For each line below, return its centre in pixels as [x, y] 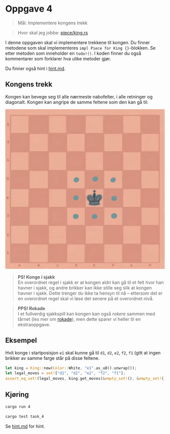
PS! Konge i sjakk [36, 277]
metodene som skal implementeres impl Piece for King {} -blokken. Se [80, 48]
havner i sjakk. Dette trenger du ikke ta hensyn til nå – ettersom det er [90, 293]
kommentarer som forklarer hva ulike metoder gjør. [58, 58]
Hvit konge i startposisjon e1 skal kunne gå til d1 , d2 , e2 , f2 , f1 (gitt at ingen [83, 352]
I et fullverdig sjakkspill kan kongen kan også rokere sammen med [86, 314]
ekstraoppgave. [34, 324]
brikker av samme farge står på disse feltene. [52, 358]
